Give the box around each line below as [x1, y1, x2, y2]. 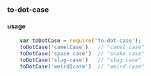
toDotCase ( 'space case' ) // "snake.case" [19, 50, 145, 57]
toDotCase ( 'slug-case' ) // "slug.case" [19, 57, 141, 64]
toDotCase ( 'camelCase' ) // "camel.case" [19, 44, 145, 50]
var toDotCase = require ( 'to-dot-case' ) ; [19, 37, 141, 44]
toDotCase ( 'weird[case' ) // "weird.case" [19, 63, 145, 70]
